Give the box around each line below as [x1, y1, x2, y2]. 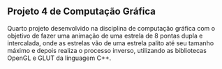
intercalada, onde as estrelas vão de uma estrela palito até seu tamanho [7, 38, 214, 47]
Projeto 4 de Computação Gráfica [7, 6, 156, 17]
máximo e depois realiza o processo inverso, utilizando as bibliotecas [7, 46, 207, 54]
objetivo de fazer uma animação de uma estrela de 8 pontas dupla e [7, 31, 203, 40]
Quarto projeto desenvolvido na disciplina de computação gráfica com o [7, 24, 215, 32]
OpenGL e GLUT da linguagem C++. [7, 54, 112, 62]
